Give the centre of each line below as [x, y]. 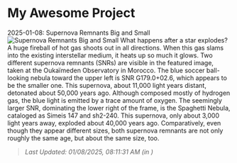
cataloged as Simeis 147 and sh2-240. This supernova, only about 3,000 [114, 116]
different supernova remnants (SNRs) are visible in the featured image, [111, 62]
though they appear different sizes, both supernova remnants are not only [115, 130]
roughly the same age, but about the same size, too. [83, 138]
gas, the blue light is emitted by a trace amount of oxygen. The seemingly [115, 100]
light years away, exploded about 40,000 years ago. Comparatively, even [114, 123]
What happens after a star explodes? [174, 40]
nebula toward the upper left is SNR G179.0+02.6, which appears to [129, 78]
